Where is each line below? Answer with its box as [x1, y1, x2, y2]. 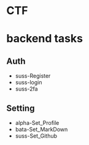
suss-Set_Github [15, 132, 57, 139]
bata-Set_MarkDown [15, 126, 68, 133]
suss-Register [15, 72, 51, 80]
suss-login [15, 79, 42, 86]
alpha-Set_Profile [15, 119, 60, 126]
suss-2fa [15, 85, 38, 92]
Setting [6, 103, 35, 113]
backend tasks [6, 32, 83, 46]
